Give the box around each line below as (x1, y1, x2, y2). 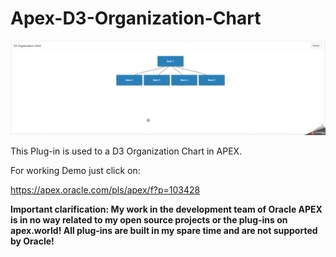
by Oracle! (10, 235, 55, 247)
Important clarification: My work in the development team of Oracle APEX (10, 203, 323, 215)
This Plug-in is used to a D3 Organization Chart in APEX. (10, 145, 243, 157)
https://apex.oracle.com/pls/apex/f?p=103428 (10, 183, 201, 196)
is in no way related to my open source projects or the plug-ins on (10, 213, 288, 226)
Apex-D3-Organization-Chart (10, 7, 262, 30)
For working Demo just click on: (10, 164, 141, 176)
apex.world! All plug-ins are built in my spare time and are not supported (10, 224, 318, 236)
